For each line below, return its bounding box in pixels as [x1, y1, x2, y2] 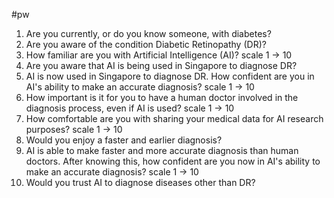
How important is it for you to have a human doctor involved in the [25, 92, 299, 103]
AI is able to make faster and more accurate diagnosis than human [25, 145, 299, 156]
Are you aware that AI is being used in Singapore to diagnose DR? [25, 60, 298, 71]
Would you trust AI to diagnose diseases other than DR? [25, 177, 256, 188]
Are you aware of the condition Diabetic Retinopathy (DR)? [25, 39, 267, 50]
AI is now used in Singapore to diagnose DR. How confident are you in [25, 70, 315, 82]
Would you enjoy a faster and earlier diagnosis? [25, 134, 223, 146]
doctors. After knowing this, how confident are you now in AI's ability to [25, 155, 321, 167]
